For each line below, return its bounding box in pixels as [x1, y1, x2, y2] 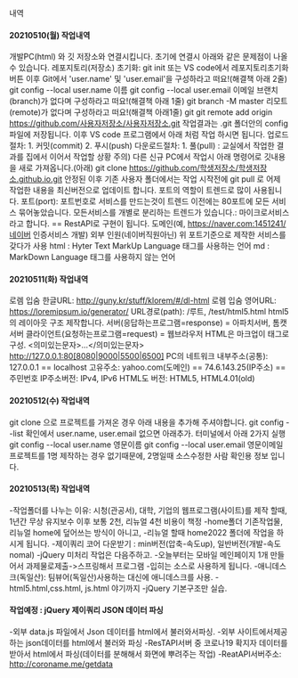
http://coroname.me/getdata [9, 658, 114, 670]
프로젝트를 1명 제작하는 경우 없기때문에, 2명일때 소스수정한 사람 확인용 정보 [9, 450, 269, 461]
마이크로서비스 [238, 208, 290, 218]
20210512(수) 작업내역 [9, 396, 91, 405]
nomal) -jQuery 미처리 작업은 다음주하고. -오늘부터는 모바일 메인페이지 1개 [9, 549, 269, 560]
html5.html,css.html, [9, 583, 84, 593]
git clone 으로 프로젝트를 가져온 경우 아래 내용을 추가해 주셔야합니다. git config [9, 417, 285, 428]
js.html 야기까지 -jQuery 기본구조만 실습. [85, 583, 228, 593]
